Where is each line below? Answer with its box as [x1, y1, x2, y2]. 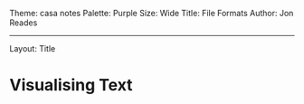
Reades [9, 17, 38, 28]
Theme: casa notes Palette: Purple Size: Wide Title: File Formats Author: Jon [9, 8, 294, 18]
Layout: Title [9, 43, 56, 53]
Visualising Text [9, 75, 133, 96]
